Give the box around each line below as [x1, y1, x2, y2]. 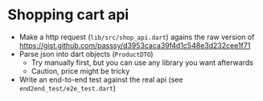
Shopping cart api [7, 6, 129, 24]
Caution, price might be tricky [31, 66, 130, 75]
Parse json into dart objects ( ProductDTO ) [18, 49, 154, 59]
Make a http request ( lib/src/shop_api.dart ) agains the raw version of [18, 32, 255, 42]
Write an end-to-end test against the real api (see [18, 75, 183, 84]
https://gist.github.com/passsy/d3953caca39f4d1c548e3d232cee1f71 [18, 40, 251, 50]
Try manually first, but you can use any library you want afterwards [31, 58, 254, 67]
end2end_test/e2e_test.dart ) [18, 83, 117, 93]
